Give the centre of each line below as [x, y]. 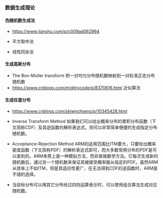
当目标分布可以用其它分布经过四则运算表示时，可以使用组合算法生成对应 [84, 184]
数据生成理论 [20, 7]
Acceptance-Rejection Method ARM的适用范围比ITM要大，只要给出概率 [84, 144]
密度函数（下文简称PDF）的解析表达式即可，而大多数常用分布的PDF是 [82, 150]
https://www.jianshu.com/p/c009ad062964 [56, 31]
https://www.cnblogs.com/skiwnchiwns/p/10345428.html [70, 111]
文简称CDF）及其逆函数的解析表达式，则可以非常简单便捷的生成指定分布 [85, 127]
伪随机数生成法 [20, 20]
